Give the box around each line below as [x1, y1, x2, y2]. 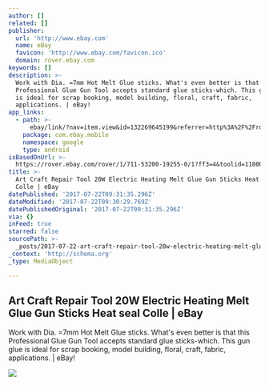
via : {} [8, 213, 34, 221]
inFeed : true [8, 220, 52, 228]
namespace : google [22, 138, 84, 146]
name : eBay [15, 42, 52, 50]
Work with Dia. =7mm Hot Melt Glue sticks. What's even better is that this [8, 327, 250, 337]
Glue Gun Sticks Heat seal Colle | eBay [8, 306, 203, 320]
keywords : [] [8, 64, 52, 72]
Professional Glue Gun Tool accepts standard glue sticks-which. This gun [8, 336, 251, 346]
